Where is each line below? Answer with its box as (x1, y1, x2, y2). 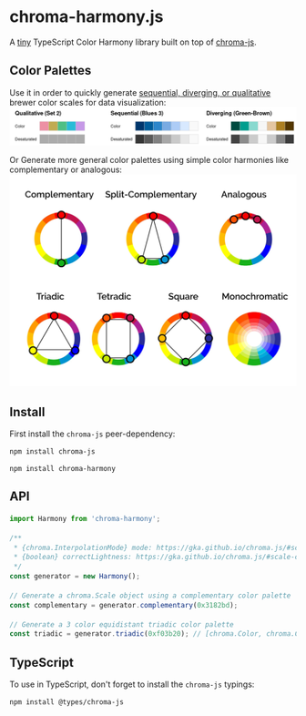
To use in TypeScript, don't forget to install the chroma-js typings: (9, 679, 255, 690)
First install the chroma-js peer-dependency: (9, 428, 176, 439)
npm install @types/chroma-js (9, 698, 125, 707)
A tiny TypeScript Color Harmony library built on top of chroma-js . (9, 36, 257, 47)
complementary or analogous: (9, 164, 123, 175)
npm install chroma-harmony (9, 465, 117, 474)
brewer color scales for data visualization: (9, 97, 167, 107)
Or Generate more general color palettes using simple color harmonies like (9, 154, 290, 165)
